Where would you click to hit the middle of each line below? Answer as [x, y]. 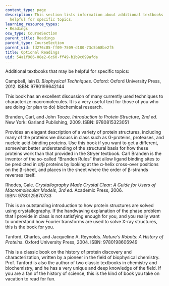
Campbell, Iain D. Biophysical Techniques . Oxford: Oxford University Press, [83, 81]
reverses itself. [21, 175]
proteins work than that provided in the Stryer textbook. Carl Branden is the [83, 154]
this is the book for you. [30, 227]
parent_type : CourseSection [35, 43]
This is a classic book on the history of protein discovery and [69, 252]
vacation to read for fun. [30, 279]
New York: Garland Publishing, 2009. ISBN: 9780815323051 [67, 122]
